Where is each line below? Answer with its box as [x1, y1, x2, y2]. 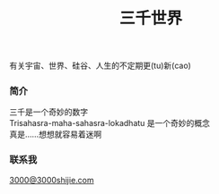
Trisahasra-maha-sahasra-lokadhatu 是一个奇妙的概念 [9, 118, 211, 129]
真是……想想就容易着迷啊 [9, 129, 102, 139]
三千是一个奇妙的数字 [9, 106, 88, 117]
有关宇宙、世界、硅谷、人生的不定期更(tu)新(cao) [9, 60, 191, 72]
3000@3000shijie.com [9, 174, 94, 185]
